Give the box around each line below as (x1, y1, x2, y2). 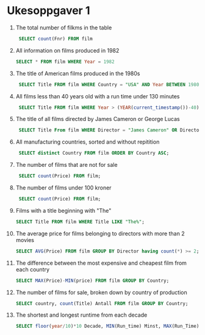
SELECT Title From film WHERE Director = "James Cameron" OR (18, 127, 178, 133)
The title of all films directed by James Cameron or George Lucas (15, 116, 180, 123)
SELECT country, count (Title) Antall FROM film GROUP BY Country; (15, 300, 189, 306)
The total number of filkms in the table (15, 24, 112, 31)
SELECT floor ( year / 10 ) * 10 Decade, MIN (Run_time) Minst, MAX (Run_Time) (15, 323, 200, 329)
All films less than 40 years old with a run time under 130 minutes (15, 92, 180, 100)
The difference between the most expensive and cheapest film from (15, 259, 187, 267)
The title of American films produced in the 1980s (15, 70, 140, 77)
